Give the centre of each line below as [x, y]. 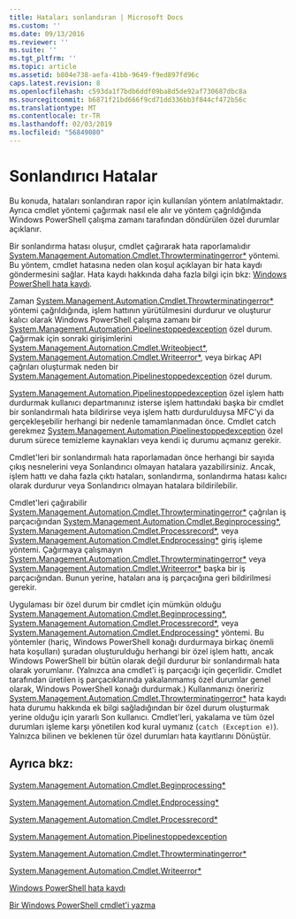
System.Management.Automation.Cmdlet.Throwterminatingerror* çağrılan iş [148, 512]
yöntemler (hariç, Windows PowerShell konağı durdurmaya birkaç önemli [142, 641]
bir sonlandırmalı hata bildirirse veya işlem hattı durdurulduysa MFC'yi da [142, 411]
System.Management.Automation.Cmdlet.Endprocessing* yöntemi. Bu [137, 632]
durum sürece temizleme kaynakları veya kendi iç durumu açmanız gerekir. [145, 440]
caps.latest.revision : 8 [55, 83]
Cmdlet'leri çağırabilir [48, 502]
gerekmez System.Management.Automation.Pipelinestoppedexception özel [146, 431]
